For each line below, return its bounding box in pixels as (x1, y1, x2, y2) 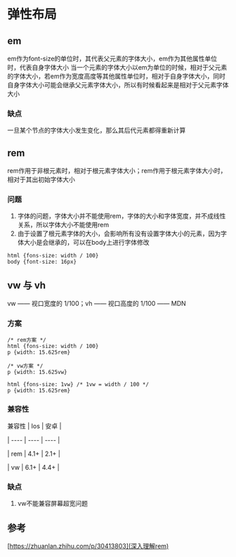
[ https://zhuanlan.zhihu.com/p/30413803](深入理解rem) (7, 542, 169, 550)
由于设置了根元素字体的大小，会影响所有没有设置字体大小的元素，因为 (17, 229, 221, 238)
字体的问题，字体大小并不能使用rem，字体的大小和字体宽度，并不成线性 (17, 212, 226, 220)
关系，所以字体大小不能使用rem (17, 221, 110, 229)
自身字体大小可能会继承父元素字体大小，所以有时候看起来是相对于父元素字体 (7, 81, 229, 89)
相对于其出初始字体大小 (7, 175, 75, 184)
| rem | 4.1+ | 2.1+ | (7, 449, 61, 458)
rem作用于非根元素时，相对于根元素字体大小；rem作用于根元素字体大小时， (7, 167, 227, 175)
